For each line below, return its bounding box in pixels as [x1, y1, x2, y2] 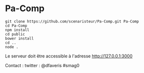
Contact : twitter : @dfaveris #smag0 [5, 62, 80, 68]
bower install [5, 36, 34, 41]
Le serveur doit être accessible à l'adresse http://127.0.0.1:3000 [5, 53, 133, 59]
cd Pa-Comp [5, 23, 27, 28]
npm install [5, 27, 29, 32]
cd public [5, 32, 25, 36]
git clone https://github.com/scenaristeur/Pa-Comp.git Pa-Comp [5, 19, 139, 24]
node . [5, 44, 19, 49]
